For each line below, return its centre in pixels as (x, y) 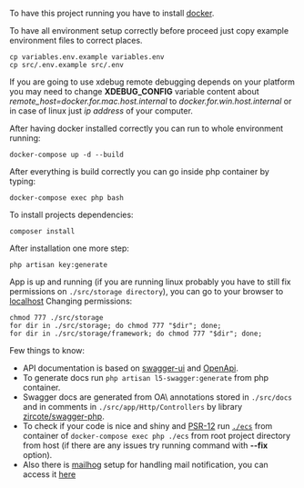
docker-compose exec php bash (67, 198)
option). (37, 455)
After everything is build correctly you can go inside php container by (140, 171)
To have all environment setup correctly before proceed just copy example (149, 30)
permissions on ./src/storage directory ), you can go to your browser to (147, 291)
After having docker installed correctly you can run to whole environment (147, 128)
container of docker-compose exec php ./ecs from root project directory (157, 436)
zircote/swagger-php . (63, 416)
